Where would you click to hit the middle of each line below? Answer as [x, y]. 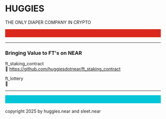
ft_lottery [14, 79]
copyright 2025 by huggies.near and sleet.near [53, 111]
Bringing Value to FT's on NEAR [44, 53]
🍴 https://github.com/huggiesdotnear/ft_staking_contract [63, 69]
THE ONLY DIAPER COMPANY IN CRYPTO [48, 22]
